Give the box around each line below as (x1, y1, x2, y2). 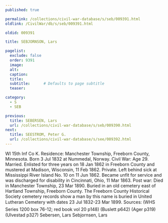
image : (10, 62, 24, 67)
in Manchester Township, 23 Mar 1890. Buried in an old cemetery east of (5, 182, 156, 189)
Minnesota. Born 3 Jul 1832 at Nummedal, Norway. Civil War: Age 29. (5, 156, 149, 162)
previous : (5, 113, 26, 118)
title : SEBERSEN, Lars (10, 118, 57, 123)
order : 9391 (10, 58, 35, 63)
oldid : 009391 (5, 30, 35, 35)
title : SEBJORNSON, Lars (5, 39, 57, 44)
